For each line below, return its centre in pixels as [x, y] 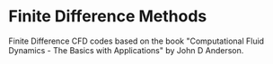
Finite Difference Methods [108, 16]
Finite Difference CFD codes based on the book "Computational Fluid [136, 41]
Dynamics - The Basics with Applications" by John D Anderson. [126, 50]
